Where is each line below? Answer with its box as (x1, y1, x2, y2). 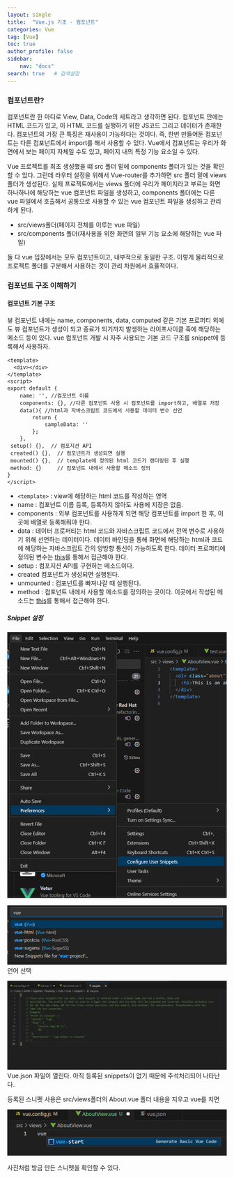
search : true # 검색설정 (7, 70, 80, 77)
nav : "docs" (19, 63, 54, 70)
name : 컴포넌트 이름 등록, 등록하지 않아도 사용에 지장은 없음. (17, 501, 184, 509)
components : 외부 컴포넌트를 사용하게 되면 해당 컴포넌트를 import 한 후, (17, 509, 217, 518)
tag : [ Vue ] (7, 33, 39, 40)
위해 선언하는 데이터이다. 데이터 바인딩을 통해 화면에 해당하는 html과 (24, 536, 210, 544)
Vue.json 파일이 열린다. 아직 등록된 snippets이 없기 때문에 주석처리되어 (7, 1071, 202, 1080)
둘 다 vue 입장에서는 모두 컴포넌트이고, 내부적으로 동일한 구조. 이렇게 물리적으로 (7, 252, 224, 261)
